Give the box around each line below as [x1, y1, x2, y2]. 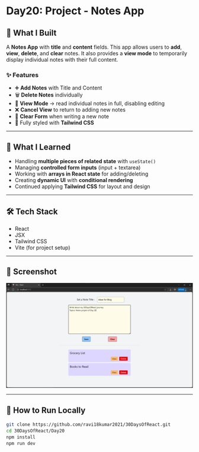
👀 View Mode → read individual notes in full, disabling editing [14, 100, 165, 107]
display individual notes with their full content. [6, 56, 118, 63]
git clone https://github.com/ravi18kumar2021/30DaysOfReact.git [6, 422, 171, 428]
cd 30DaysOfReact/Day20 [6, 428, 65, 434]
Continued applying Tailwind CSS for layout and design [14, 183, 150, 190]
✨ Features [6, 71, 39, 79]
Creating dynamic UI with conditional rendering [14, 177, 133, 184]
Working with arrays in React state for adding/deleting [14, 170, 149, 177]
